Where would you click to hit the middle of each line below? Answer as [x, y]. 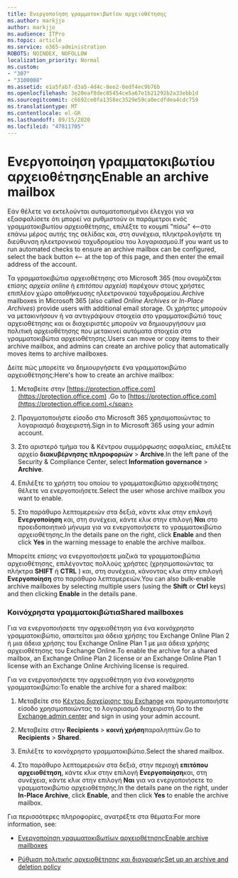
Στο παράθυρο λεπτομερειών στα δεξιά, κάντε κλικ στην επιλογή [115, 512]
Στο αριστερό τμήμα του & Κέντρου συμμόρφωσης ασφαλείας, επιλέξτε [124, 447]
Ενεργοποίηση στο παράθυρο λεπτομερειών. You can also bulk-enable [112, 579]
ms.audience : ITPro [36, 34]
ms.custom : [23, 67]
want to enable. [40, 498]
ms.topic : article [34, 41]
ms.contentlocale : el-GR [44, 113]
